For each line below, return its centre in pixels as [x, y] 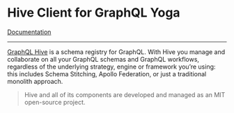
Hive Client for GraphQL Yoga [94, 13]
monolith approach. [35, 81]
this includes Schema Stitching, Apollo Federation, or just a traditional [107, 73]
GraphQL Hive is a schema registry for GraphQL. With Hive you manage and [116, 52]
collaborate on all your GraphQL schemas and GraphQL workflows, [103, 59]
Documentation [29, 32]
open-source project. [55, 102]
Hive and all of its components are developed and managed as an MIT [125, 94]
